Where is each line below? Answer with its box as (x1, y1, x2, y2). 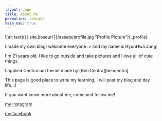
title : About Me (5, 12, 38, 17)
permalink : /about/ (5, 16, 45, 21)
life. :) (5, 82, 17, 88)
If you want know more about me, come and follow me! (5, 92, 115, 98)
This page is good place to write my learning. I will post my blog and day (5, 77, 150, 83)
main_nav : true (5, 20, 36, 26)
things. (5, 58, 19, 64)
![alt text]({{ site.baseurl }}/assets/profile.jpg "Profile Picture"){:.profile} (5, 34, 148, 40)
